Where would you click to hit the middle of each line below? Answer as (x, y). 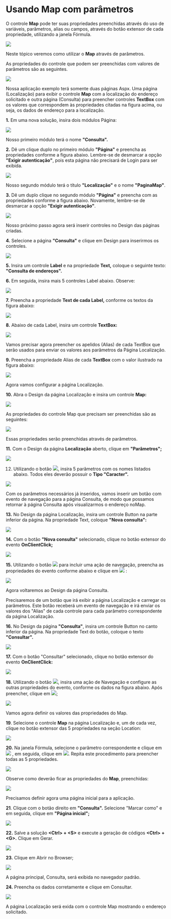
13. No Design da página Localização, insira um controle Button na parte (82, 514)
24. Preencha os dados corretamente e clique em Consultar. (69, 887)
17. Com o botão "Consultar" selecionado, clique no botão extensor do (80, 656)
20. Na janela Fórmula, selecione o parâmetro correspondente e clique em (84, 748)
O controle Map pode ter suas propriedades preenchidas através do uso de (85, 23)
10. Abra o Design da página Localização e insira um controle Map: (76, 394)
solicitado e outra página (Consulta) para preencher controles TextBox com (85, 99)
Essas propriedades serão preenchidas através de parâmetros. (72, 439)
